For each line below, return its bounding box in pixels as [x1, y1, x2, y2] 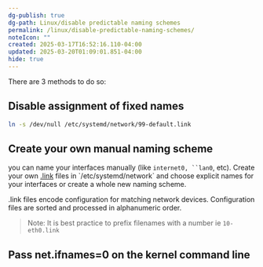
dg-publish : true [8, 11, 65, 20]
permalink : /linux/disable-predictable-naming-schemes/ [8, 26, 195, 34]
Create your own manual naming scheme [8, 142, 214, 155]
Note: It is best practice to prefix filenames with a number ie [27, 218, 221, 228]
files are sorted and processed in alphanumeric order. [8, 203, 182, 213]
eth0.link [27, 227, 60, 235]
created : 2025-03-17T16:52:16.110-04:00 [8, 41, 143, 49]
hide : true [8, 56, 44, 64]
